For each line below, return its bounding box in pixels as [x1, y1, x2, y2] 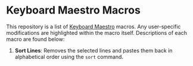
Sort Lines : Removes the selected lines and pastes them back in [14, 47, 173, 54]
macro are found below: [6, 35, 65, 42]
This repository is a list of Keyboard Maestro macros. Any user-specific [6, 23, 181, 30]
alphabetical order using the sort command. [14, 53, 124, 60]
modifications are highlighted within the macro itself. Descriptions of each [6, 29, 188, 36]
